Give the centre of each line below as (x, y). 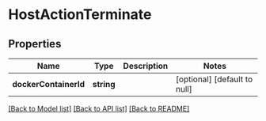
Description (146, 66)
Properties (35, 44)
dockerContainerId (49, 84)
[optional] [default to (214, 79)
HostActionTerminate (80, 15)
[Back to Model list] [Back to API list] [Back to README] (99, 109)
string (104, 84)
